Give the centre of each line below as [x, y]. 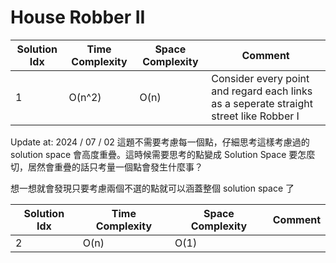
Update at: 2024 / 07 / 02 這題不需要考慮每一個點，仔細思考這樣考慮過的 [160, 142]
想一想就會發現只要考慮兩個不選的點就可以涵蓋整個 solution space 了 [152, 188]
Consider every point [260, 78]
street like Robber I [255, 116]
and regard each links [262, 91]
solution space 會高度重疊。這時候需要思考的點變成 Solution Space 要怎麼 [163, 154]
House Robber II [78, 17]
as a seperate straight [262, 103]
